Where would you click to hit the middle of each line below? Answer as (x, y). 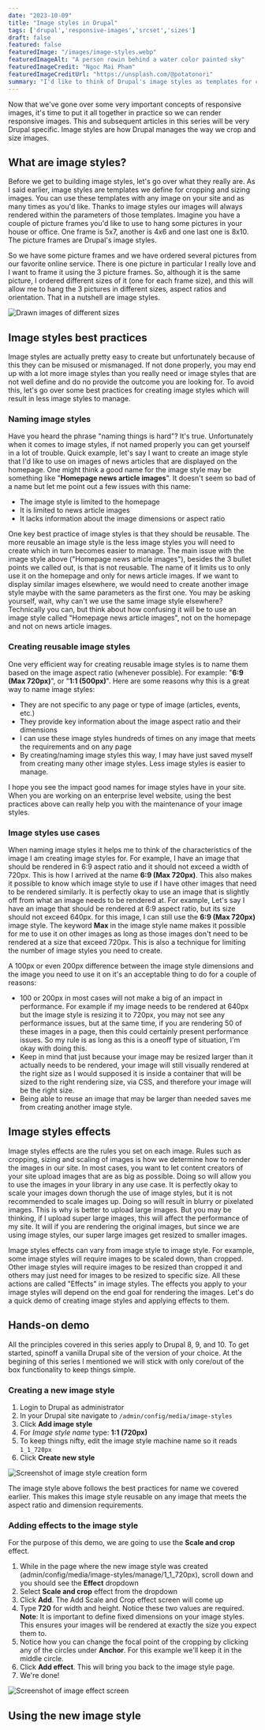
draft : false (30, 38)
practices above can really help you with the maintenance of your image (125, 803)
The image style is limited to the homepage (90, 502)
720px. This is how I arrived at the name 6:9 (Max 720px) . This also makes (130, 875)
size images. (29, 137)
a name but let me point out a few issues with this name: (100, 487)
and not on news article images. (60, 626)
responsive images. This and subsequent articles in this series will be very (129, 121)
